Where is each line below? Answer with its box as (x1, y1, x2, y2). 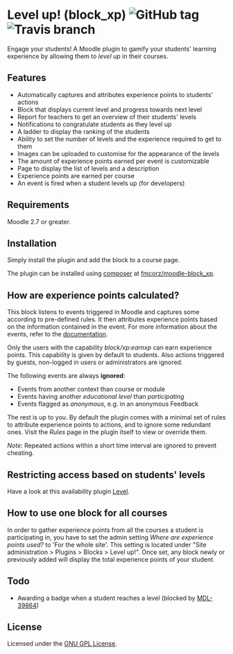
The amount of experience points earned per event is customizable (17, 157, 209, 165)
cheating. (7, 449, 35, 457)
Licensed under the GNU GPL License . (7, 639, 118, 648)
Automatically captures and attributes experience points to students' (17, 90, 214, 98)
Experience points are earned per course (17, 171, 135, 180)
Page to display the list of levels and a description (17, 164, 159, 173)
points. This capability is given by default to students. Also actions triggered (7, 351, 225, 359)
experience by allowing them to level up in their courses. (7, 52, 169, 60)
